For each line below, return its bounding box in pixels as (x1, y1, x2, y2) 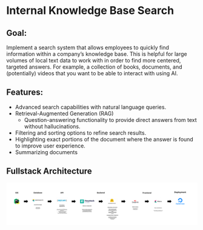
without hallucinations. (24, 123, 81, 130)
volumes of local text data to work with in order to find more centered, (6, 57, 181, 64)
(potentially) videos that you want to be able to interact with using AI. (6, 70, 178, 76)
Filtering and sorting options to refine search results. (15, 129, 147, 137)
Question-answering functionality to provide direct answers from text (24, 116, 197, 123)
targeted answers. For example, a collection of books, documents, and (6, 63, 183, 70)
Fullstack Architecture (6, 166, 92, 177)
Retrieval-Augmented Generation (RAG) (15, 110, 114, 117)
